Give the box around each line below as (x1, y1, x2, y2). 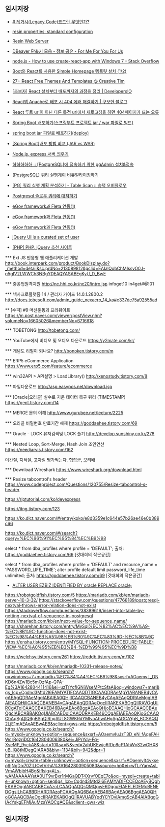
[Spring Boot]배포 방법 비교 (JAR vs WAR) (12, 140, 95, 146)
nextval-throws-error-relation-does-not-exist (5, 602, 97, 608)
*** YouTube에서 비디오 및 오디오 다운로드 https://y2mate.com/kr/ (5, 337, 135, 343)
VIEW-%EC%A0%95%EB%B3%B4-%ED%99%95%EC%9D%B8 (5, 644, 137, 650)
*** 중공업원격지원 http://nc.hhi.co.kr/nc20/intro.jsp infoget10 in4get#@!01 (5, 281, 154, 286)
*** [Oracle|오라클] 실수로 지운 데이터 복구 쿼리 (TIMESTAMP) (5, 394, 126, 400)
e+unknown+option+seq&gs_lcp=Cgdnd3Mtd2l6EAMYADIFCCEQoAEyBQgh (5, 778, 160, 784)
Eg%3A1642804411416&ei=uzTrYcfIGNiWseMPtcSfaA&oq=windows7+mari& (5, 684, 160, 690)
